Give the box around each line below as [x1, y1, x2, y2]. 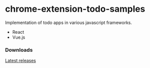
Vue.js [12, 34, 26, 40]
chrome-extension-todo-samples [5, 3, 146, 15]
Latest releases [5, 58, 36, 64]
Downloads [5, 46, 33, 53]
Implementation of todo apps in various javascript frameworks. [5, 20, 132, 25]
